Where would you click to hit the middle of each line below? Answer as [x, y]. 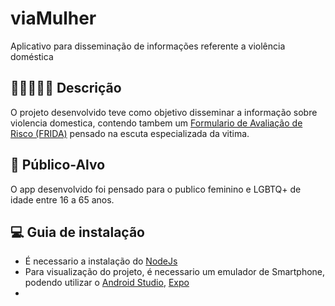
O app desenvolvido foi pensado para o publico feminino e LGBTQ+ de [156, 189]
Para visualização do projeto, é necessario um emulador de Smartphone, [175, 272]
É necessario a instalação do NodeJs [101, 261]
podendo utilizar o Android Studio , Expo [107, 283]
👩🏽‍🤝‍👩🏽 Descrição [66, 88]
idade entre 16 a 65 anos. [62, 199]
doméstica [32, 56]
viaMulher [53, 18]
